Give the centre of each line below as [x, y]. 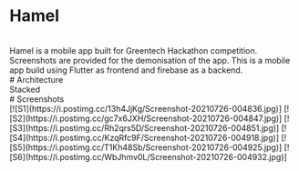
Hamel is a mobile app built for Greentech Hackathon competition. [134, 50]
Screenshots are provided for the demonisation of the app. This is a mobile [150, 60]
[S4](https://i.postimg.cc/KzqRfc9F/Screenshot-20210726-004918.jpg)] [144, 137]
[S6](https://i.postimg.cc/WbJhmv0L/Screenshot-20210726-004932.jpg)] [148, 156]
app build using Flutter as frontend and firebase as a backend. [126, 70]
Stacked [25, 89]
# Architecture [36, 79]
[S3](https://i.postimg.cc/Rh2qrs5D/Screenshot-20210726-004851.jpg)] [144, 127]
